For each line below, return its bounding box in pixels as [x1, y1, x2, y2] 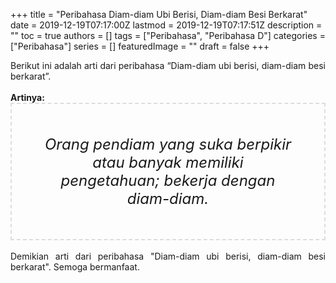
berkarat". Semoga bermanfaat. [10, 261, 140, 273]
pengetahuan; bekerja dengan [60, 171, 276, 190]
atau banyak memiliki [92, 153, 244, 172]
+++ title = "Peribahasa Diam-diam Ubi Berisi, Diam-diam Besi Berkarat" [10, 9, 308, 20]
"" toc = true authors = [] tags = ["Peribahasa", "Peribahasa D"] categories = [10, 30, 326, 41]
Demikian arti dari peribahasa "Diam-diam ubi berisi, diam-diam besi [10, 250, 326, 262]
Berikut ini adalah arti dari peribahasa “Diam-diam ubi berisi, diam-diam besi [10, 60, 326, 71]
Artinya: [10, 92, 45, 103]
